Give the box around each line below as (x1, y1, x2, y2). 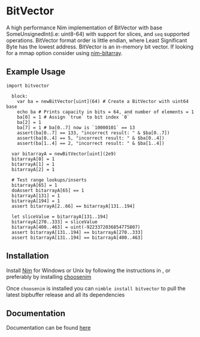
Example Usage (6, 67, 66, 77)
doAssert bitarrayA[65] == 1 (11, 187, 84, 193)
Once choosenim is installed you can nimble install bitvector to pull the (6, 284, 186, 292)
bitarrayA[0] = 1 (11, 156, 55, 162)
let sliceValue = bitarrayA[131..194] (11, 214, 109, 220)
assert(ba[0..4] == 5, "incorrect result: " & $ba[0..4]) (17, 135, 165, 141)
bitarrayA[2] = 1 (11, 166, 55, 172)
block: (11, 93, 28, 99)
